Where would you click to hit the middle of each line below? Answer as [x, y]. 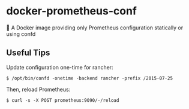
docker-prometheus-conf [71, 11]
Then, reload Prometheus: [38, 89]
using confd [21, 34]
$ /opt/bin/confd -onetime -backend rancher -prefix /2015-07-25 [89, 78]
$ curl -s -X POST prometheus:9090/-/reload [63, 100]
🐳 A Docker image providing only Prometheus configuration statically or [95, 28]
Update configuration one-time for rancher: [60, 67]
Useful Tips [28, 53]
